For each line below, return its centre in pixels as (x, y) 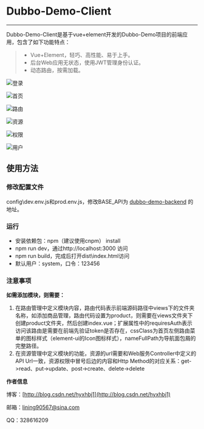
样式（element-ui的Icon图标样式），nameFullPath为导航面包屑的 (116, 339)
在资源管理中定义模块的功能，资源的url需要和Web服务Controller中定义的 (105, 354)
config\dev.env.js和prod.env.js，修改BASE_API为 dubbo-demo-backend (97, 201)
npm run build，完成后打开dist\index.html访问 (72, 255)
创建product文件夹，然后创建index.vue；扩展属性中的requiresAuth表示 (104, 323)
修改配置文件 (25, 187)
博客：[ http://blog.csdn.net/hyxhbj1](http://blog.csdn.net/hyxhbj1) (89, 394)
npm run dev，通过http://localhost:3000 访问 (71, 248)
